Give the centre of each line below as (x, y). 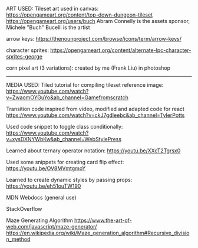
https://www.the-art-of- (103, 220)
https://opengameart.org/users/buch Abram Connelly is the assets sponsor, (98, 21)
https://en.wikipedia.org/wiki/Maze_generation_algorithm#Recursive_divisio (98, 233)
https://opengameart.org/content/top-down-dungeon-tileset (80, 15)
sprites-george (24, 56)
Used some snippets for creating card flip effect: (65, 162)
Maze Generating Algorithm (40, 220)
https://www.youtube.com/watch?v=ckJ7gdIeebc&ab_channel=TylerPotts (95, 115)
